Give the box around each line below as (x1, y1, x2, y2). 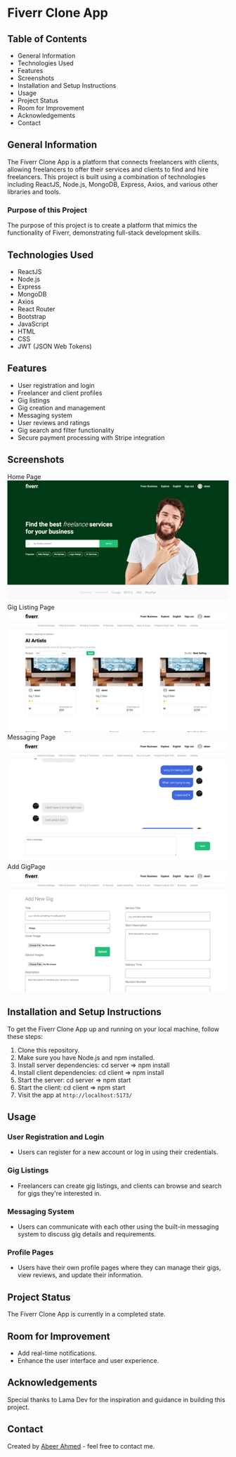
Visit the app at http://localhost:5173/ (17, 1090, 132, 1099)
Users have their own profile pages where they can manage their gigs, (17, 1263, 221, 1272)
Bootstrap (17, 312, 46, 320)
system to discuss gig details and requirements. (17, 1230, 157, 1239)
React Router (17, 304, 55, 313)
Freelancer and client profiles (17, 388, 103, 397)
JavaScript (17, 320, 49, 328)
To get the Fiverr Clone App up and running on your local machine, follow (7, 1024, 220, 1033)
